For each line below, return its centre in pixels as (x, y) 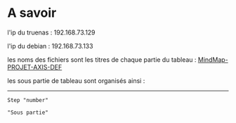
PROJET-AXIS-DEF (35, 67)
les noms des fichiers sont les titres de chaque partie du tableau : (102, 59)
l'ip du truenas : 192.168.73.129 (52, 32)
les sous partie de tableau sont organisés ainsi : (76, 80)
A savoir (32, 13)
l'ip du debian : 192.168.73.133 (50, 46)
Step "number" (28, 100)
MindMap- (213, 59)
